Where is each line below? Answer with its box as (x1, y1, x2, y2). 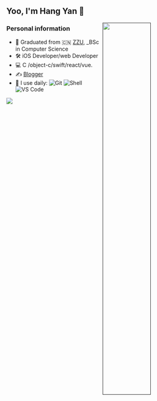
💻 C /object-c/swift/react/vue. (15, 61, 93, 68)
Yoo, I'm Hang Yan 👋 (6, 6, 84, 16)
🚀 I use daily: (15, 79, 48, 86)
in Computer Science (15, 45, 68, 52)
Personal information (6, 24, 70, 33)
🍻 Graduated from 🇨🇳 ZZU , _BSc (15, 38, 100, 46)
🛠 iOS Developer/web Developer (15, 52, 99, 59)
